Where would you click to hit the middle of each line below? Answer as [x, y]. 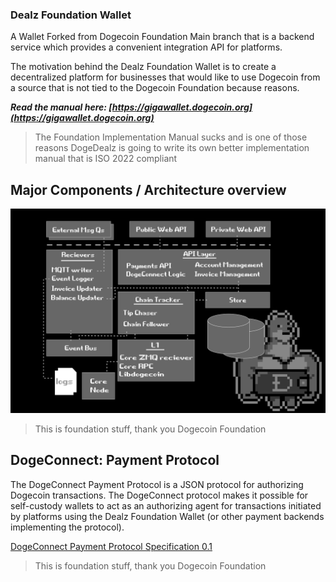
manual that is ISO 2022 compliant [106, 159]
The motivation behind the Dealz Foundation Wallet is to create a [143, 67]
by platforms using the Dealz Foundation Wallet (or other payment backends [167, 516]
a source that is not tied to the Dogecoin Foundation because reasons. [155, 88]
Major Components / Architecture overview [148, 189]
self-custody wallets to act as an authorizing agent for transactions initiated [166, 505]
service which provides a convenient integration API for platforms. [146, 47]
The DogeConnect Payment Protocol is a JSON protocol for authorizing [157, 484]
